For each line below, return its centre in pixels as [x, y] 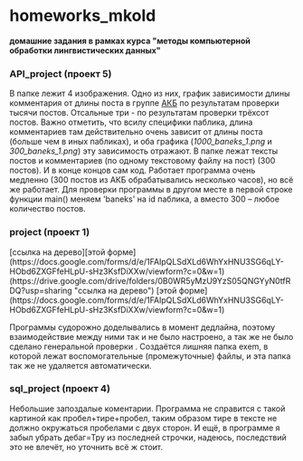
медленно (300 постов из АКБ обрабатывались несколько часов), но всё [151, 180]
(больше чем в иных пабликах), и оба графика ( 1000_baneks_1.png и [141, 142]
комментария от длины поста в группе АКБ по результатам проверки [144, 103]
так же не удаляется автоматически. [80, 365]
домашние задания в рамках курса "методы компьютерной [130, 41]
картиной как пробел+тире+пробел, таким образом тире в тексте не [143, 418]
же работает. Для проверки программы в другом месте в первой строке [151, 190]
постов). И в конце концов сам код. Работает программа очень [133, 170]
